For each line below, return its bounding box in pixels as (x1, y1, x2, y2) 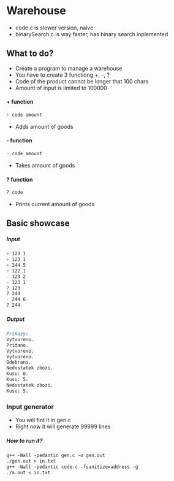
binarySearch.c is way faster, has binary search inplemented (15, 30, 168, 37)
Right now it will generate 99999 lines (15, 423, 111, 430)
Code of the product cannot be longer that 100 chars (15, 77, 149, 85)
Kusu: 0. (6, 371, 29, 377)
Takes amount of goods (15, 161, 75, 169)
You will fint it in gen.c (15, 416, 72, 423)
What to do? (6, 48, 54, 59)
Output (6, 315, 25, 323)
